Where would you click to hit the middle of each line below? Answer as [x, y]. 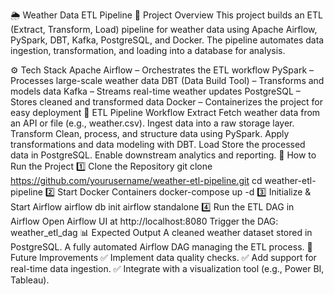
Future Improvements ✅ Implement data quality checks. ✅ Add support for [163, 257]
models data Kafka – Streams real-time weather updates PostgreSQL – [155, 91]
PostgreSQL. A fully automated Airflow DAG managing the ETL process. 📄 [161, 247]
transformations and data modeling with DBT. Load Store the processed [158, 144]
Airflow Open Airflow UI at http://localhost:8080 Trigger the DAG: [144, 221]
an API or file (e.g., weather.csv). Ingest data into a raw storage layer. [152, 123]
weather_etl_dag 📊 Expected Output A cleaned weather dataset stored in [161, 232]
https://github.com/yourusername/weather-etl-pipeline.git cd [136, 180]
